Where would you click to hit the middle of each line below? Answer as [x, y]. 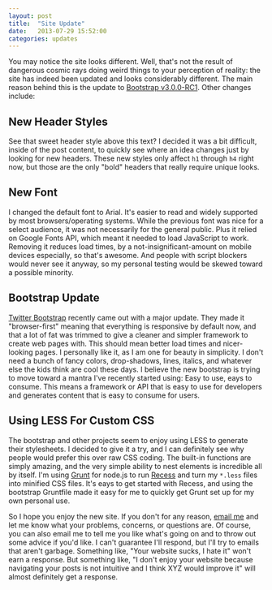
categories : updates [43, 39]
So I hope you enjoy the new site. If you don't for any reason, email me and [134, 516]
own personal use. [39, 501]
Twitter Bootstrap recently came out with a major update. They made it [127, 317]
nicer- [233, 343]
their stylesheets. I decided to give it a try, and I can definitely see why [127, 449]
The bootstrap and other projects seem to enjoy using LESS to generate [128, 440]
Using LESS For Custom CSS [82, 421]
